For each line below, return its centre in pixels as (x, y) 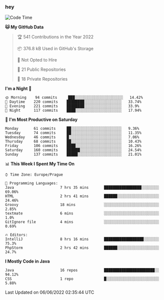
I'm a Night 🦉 (18, 89)
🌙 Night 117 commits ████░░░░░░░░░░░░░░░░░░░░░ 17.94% (73, 111)
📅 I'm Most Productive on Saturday (41, 120)
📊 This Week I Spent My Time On (40, 164)
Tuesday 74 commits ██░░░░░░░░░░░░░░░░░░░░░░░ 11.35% (73, 133)
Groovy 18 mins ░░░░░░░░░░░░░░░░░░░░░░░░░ (82, 205)
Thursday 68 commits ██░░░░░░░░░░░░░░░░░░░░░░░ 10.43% (73, 142)
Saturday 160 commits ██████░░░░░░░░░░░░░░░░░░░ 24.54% (73, 150)
